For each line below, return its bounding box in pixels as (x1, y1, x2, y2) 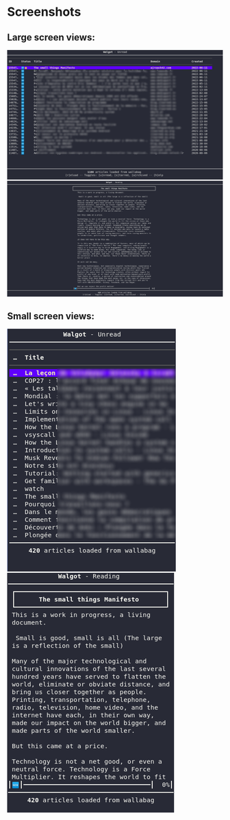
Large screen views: (7, 32, 96, 43)
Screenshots (7, 4, 81, 20)
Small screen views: (7, 310, 94, 322)
